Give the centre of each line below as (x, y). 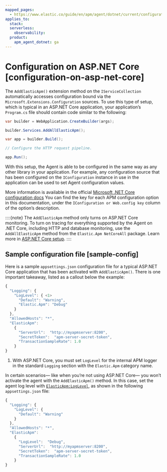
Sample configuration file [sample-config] (72, 254)
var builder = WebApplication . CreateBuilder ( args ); (60, 121)
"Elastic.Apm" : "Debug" (43, 305)
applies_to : (17, 19)
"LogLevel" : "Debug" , (42, 442)
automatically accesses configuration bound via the (58, 96)
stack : (16, 24)
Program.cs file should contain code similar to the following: (66, 112)
